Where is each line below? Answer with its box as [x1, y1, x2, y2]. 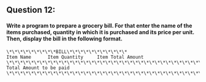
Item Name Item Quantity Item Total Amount [6, 54, 144, 60]
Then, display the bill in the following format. [6, 35, 123, 42]
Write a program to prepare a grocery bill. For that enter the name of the [6, 21, 193, 29]
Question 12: [6, 5, 56, 15]
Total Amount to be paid [6, 64, 70, 71]
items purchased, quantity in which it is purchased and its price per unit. [6, 28, 195, 35]
